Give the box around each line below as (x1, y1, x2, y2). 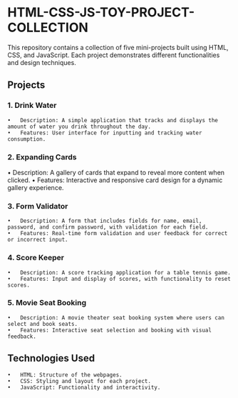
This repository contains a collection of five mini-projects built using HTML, (7, 43, 229, 51)
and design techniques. (7, 58, 76, 66)
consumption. (7, 135, 46, 143)
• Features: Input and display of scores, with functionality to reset (7, 275, 232, 282)
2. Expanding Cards (7, 151, 77, 161)
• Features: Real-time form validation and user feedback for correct (7, 230, 228, 237)
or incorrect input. (7, 237, 69, 244)
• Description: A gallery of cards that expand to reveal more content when (7, 168, 225, 176)
